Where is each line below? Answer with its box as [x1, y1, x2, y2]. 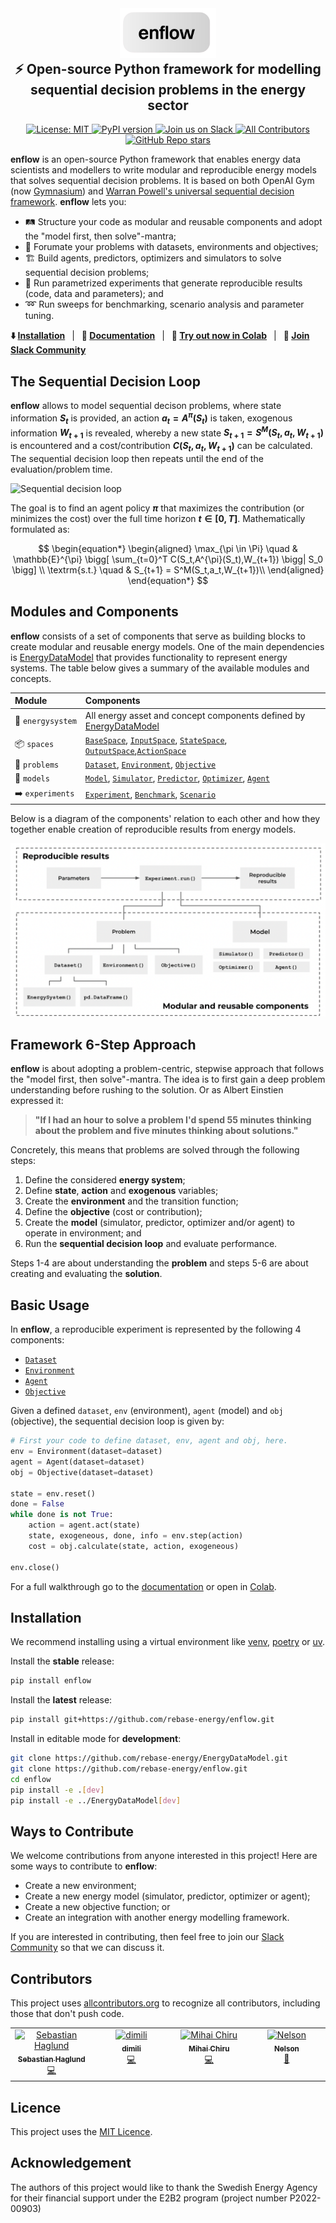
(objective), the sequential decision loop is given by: [10, 1415, 225, 1427]
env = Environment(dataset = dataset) [10, 1447, 163, 1457]
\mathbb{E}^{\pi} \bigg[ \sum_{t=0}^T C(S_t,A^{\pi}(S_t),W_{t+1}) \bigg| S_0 [12, 553, 324, 565]
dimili [121, 2043, 142, 2054]
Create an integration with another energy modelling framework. [24, 1912, 290, 1924]
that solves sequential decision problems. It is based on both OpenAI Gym [10, 175, 315, 187]
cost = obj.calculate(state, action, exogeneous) [28, 1541, 240, 1551]
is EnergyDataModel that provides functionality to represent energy [10, 651, 288, 663]
